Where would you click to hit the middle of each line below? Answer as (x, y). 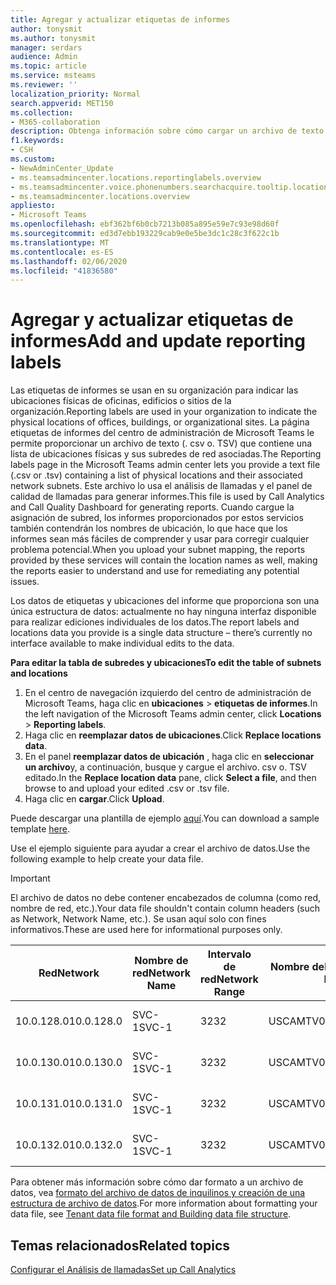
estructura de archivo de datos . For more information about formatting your (164, 1203)
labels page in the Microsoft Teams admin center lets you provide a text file (165, 465)
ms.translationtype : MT (60, 242)
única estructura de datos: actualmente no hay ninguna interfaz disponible (163, 612)
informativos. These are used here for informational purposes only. (146, 930)
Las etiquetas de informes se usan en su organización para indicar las (154, 390)
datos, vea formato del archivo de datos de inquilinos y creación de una (158, 1193)
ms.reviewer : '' (44, 85)
